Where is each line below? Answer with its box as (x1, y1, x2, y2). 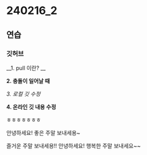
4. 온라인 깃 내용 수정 (6, 103, 56, 110)
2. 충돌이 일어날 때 (6, 77, 50, 84)
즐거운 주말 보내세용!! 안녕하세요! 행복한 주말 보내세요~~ (6, 142, 141, 150)
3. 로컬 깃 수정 (6, 90, 41, 98)
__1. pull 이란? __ (6, 64, 46, 71)
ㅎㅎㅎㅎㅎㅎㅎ (6, 116, 42, 123)
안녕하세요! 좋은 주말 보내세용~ (6, 129, 81, 136)
